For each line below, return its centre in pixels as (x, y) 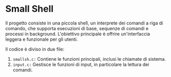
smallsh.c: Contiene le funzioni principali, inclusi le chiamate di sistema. (89, 59)
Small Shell (30, 9)
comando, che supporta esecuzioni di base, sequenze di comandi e (77, 28)
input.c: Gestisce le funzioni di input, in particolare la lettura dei (81, 64)
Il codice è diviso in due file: (35, 49)
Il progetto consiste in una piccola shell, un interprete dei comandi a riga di (84, 23)
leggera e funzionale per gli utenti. (42, 39)
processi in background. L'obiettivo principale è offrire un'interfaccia (78, 34)
